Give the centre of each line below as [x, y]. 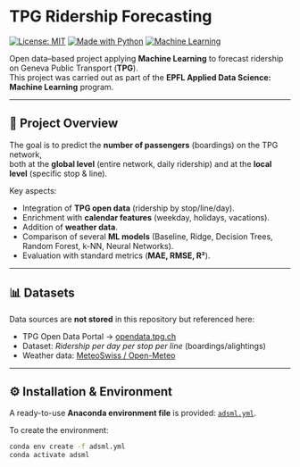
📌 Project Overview [64, 124]
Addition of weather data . [70, 227]
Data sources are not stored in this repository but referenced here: [132, 319]
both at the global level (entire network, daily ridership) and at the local [141, 163]
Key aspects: [33, 190]
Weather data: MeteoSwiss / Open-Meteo [99, 355]
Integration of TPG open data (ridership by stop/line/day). [128, 208]
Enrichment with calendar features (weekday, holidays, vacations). [146, 217]
